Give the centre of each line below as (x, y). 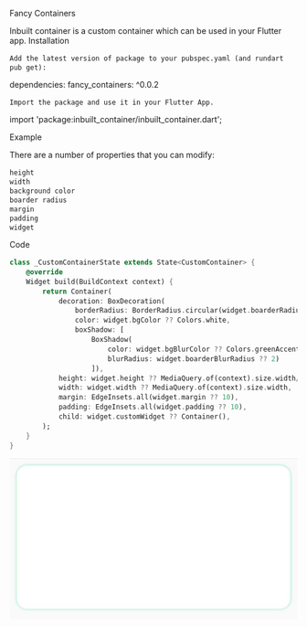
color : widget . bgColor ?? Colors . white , (153, 320)
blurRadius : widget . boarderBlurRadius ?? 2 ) (194, 359)
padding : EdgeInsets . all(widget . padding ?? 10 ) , (153, 407)
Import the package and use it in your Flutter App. (112, 102)
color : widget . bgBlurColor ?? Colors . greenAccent (204, 349)
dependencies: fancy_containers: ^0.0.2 (85, 85)
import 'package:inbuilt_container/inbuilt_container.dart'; (116, 119)
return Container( (77, 292)
